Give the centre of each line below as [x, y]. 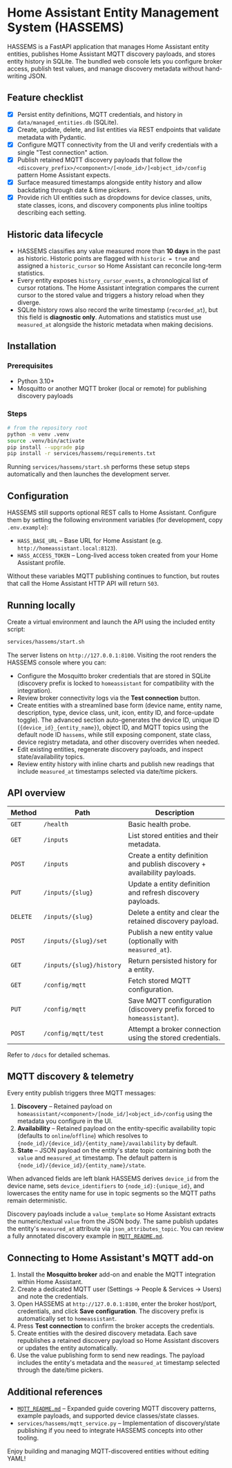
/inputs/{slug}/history [83, 965]
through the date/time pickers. [60, 1370]
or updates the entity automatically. [67, 1348]
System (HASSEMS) [66, 27]
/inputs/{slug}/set [76, 941]
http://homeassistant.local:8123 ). [67, 548]
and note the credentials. [52, 1297]
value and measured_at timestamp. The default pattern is [97, 1158]
